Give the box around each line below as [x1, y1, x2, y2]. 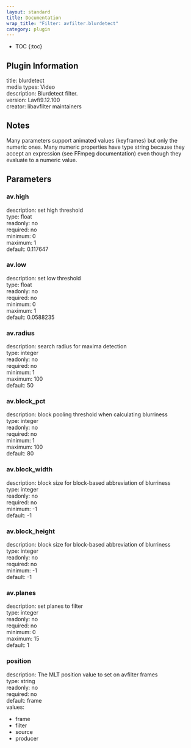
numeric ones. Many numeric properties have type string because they [6, 143, 185, 151]
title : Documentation [6, 15, 62, 21]
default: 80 [6, 450, 34, 457]
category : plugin [6, 26, 51, 32]
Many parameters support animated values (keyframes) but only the [6, 137, 178, 144]
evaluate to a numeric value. [6, 156, 77, 163]
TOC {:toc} [15, 43, 43, 50]
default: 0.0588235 [6, 313, 55, 321]
